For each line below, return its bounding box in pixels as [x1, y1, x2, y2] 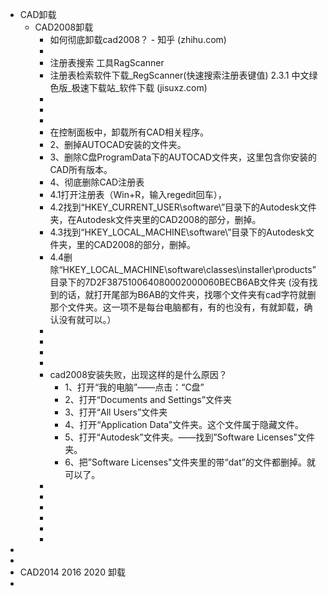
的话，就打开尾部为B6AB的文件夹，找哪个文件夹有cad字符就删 [58, 289, 317, 300]
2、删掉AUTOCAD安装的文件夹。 [49, 139, 187, 150]
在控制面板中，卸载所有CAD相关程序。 [49, 126, 210, 138]
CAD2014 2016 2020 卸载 [19, 566, 126, 578]
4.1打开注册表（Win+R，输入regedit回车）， [49, 189, 227, 200]
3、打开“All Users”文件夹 [64, 406, 168, 418]
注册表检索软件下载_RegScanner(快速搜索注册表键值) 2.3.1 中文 [49, 69, 310, 81]
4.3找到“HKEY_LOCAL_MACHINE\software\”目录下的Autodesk [49, 226, 306, 238]
